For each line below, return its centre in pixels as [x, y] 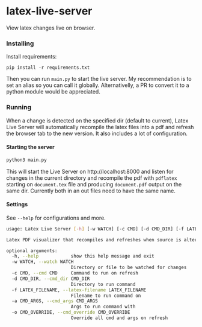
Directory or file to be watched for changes [129, 268]
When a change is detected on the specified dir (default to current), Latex [97, 120]
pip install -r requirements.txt [48, 68]
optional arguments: [32, 251]
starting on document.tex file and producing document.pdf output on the [94, 184]
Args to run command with [103, 307]
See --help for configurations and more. [56, 218]
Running [19, 107]
